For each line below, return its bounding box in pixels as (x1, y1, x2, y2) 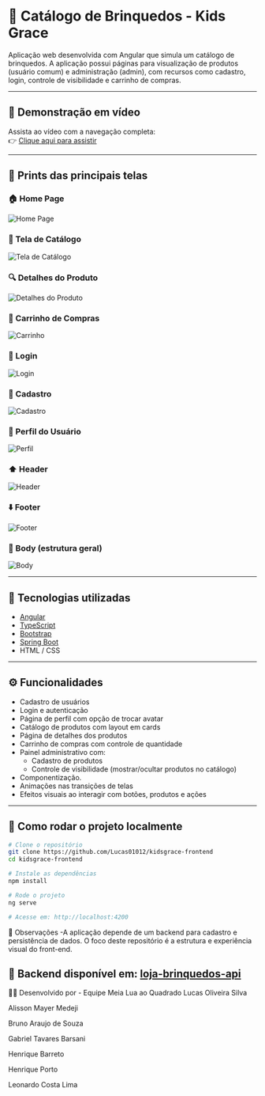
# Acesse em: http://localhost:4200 (8, 913, 129, 921)
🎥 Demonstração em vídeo (8, 106, 140, 119)
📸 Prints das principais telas (8, 169, 148, 183)
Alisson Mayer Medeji (8, 1003, 79, 1013)
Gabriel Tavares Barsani (8, 1034, 86, 1044)
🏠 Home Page (8, 193, 65, 204)
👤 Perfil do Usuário (8, 426, 81, 437)
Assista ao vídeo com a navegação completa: (8, 127, 156, 136)
